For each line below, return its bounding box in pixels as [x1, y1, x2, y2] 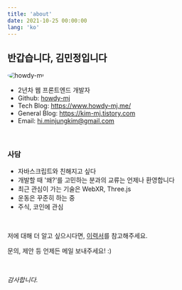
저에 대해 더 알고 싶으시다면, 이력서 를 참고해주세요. [7, 232, 148, 240]
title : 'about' [7, 10, 53, 18]
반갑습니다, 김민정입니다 [7, 51, 107, 64]
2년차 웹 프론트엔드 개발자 [17, 86, 90, 95]
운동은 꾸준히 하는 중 [17, 194, 75, 202]
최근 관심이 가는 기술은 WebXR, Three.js [17, 185, 132, 193]
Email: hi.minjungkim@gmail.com [17, 117, 115, 125]
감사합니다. [7, 276, 38, 284]
